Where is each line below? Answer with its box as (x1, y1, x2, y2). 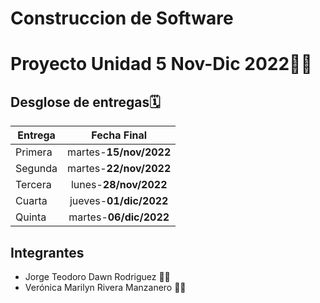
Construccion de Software (10, 7, 234, 30)
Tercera (15, 178, 52, 192)
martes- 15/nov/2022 (67, 145, 172, 159)
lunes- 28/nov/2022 (70, 178, 168, 192)
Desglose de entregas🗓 (10, 93, 161, 111)
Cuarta (15, 194, 48, 208)
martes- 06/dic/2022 (68, 210, 170, 224)
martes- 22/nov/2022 (67, 162, 172, 176)
